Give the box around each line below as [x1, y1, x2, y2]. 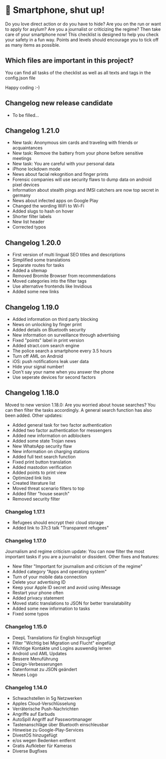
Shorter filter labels [12, 214, 52, 220]
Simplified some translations [12, 257, 70, 263]
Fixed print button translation [12, 459, 72, 465]
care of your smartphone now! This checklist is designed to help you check [5, 31, 159, 37]
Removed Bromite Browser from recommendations [12, 273, 116, 279]
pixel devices [12, 182, 40, 188]
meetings [12, 155, 32, 161]
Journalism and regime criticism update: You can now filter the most [5, 548, 145, 554]
